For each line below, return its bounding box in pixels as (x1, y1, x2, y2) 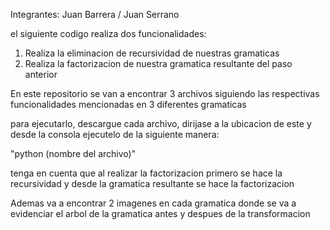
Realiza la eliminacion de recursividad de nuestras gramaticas (24, 47, 280, 59)
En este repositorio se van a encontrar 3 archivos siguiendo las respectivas (10, 88, 320, 99)
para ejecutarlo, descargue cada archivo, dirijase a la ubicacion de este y (10, 118, 312, 129)
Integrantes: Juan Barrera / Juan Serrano (10, 9, 180, 20)
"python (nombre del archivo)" (10, 148, 137, 159)
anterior (24, 69, 58, 80)
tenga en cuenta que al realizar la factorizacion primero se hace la (10, 167, 283, 179)
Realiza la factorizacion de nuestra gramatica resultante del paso (24, 58, 293, 69)
